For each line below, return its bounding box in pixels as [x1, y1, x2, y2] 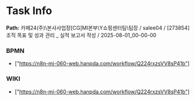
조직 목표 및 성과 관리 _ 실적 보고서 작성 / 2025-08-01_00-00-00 [6, 31, 157, 39]
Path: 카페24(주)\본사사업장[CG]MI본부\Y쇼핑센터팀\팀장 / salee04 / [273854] [6, 24, 190, 31]
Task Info [6, 4, 52, 18]
